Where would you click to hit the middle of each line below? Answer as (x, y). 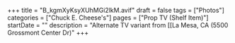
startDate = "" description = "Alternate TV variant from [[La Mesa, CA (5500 (118, 25)
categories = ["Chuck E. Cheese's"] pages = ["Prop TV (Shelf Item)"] (108, 18)
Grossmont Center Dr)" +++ (48, 32)
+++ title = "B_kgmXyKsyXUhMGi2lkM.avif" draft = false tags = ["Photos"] (116, 10)
